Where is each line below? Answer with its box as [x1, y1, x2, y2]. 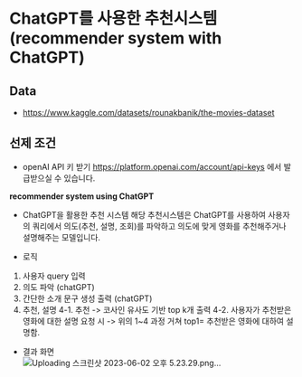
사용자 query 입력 [22, 270, 86, 281]
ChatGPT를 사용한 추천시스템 [9, 8, 218, 29]
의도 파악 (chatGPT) [22, 281, 95, 292]
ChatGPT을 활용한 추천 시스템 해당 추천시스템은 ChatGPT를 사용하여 [22, 209, 267, 220]
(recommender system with [9, 28, 222, 49]
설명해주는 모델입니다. [22, 231, 101, 242]
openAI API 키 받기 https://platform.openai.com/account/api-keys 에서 [22, 161, 282, 172]
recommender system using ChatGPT [9, 191, 155, 202]
